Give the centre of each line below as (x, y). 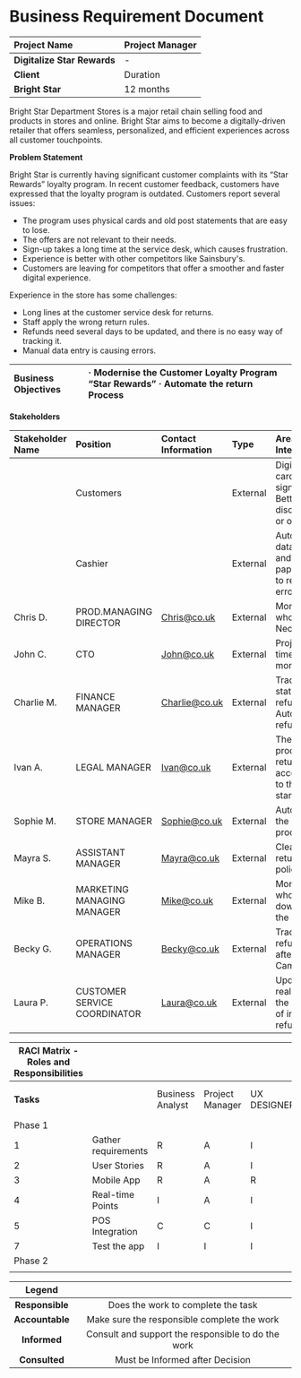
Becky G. (33, 949)
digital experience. (56, 277)
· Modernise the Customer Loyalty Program (183, 372)
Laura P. (31, 1003)
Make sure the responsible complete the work (183, 1319)
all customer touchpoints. (56, 140)
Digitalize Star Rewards (65, 60)
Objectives (37, 389)
